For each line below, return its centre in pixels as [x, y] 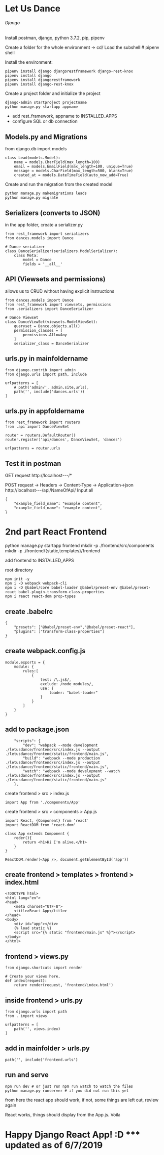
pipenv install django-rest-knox [39, 85]
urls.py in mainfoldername [47, 359]
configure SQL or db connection [45, 121]
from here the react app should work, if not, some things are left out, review [82, 1100]
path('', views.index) [37, 1029]
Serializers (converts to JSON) [53, 213]
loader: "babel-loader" [73, 693]
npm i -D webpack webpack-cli [36, 583]
